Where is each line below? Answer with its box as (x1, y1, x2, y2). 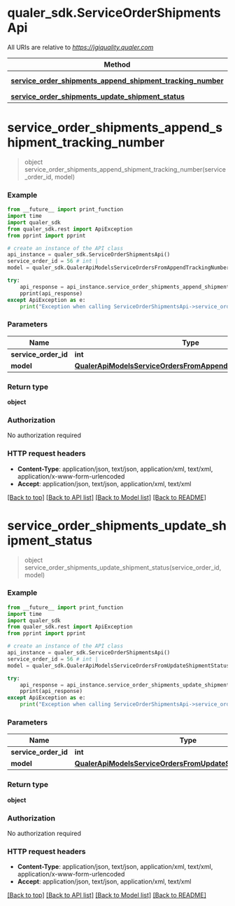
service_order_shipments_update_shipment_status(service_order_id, (24, 563, 222, 572)
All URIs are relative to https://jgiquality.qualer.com (7, 43, 154, 51)
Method (104, 60, 131, 69)
